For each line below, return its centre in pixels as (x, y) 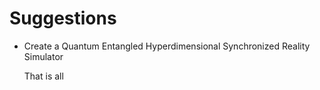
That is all (43, 76)
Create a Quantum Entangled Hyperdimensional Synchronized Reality (167, 46)
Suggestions (63, 18)
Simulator (43, 56)
